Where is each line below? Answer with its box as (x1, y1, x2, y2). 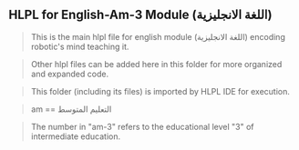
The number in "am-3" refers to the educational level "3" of (30, 121, 254, 132)
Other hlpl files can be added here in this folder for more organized (30, 58, 283, 69)
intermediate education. (30, 131, 121, 142)
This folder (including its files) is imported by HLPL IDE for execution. (30, 85, 291, 96)
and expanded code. (30, 68, 109, 79)
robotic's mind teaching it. (30, 41, 129, 52)
